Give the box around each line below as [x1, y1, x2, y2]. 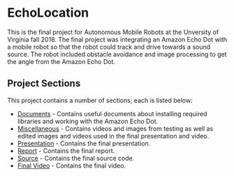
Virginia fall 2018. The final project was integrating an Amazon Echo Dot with [7, 35, 228, 43]
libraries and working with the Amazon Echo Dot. [17, 117, 159, 125]
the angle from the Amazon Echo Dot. [7, 57, 115, 65]
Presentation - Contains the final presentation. [17, 139, 151, 147]
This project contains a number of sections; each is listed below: [7, 96, 193, 104]
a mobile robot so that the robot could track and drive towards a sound [7, 42, 211, 51]
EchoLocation [7, 5, 89, 21]
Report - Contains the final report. [17, 146, 115, 154]
